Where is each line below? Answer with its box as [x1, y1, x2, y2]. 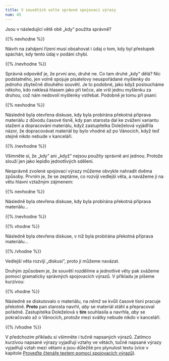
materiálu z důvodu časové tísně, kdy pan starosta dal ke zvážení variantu [5, 117, 159, 123]
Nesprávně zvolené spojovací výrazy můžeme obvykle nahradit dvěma [5, 168, 152, 174]
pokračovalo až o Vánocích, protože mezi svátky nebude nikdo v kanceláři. [5, 314, 161, 320]
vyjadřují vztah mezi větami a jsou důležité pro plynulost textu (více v [5, 344, 149, 350]
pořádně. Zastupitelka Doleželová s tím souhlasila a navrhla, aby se [5, 309, 145, 315]
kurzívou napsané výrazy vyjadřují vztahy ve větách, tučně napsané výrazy [5, 339, 162, 345]
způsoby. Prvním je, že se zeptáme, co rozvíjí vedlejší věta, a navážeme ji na [5, 173, 164, 179]
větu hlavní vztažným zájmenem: [5, 178, 74, 185]
